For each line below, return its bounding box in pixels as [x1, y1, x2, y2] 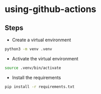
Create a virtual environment [12, 37, 71, 43]
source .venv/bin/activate [5, 65, 61, 70]
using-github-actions [5, 4, 96, 15]
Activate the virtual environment [12, 55, 78, 61]
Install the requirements [12, 74, 61, 80]
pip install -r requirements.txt [5, 84, 75, 89]
